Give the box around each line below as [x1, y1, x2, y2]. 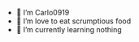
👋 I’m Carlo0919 [15, 8, 70, 17]
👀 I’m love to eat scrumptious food [15, 16, 132, 26]
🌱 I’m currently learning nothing [15, 25, 122, 34]
